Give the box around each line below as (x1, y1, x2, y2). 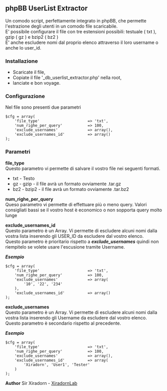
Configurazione (5, 93, 45, 100)
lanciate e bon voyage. (12, 80, 61, 86)
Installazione (5, 57, 38, 64)
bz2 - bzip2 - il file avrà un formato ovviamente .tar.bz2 (12, 186, 129, 192)
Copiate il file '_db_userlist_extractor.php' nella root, (12, 75, 122, 81)
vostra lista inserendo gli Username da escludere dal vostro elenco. (5, 314, 147, 321)
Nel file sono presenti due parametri (5, 104, 81, 110)
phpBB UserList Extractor (5, 4, 88, 13)
